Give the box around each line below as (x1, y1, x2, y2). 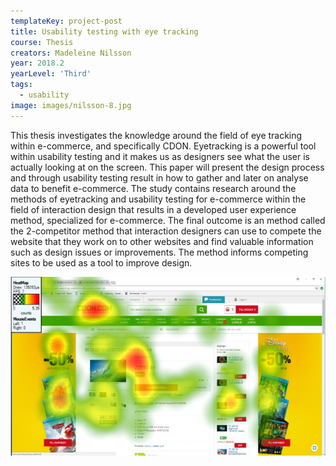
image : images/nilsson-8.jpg (10, 100, 132, 110)
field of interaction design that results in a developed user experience (10, 203, 297, 215)
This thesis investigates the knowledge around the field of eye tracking (10, 129, 303, 141)
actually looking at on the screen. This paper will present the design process (10, 161, 325, 173)
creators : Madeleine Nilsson (10, 48, 132, 58)
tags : (10, 80, 33, 90)
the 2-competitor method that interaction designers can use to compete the (10, 225, 322, 237)
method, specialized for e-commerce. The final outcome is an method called (10, 214, 326, 226)
